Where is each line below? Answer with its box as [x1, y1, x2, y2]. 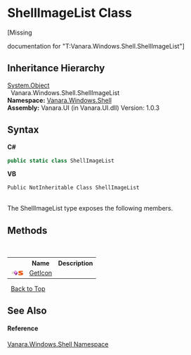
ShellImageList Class [7, 5, 132, 21]
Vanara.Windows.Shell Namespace [7, 340, 109, 349]
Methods [7, 224, 48, 237]
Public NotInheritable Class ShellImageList [7, 185, 140, 192]
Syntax [7, 124, 39, 136]
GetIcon [29, 269, 53, 277]
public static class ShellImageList [7, 157, 114, 164]
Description [58, 259, 93, 267]
